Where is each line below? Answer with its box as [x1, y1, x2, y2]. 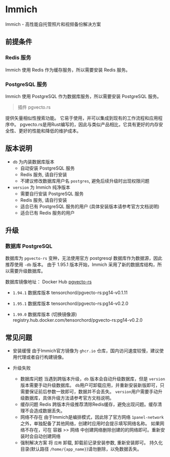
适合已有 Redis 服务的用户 [20, 209, 75, 215]
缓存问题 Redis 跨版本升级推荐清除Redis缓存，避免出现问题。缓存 [20, 401, 158, 407]
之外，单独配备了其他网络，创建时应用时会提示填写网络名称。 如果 [20, 420, 160, 427]
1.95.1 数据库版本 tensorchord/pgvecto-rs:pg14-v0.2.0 [12, 300, 129, 307]
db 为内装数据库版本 [12, 158, 55, 164]
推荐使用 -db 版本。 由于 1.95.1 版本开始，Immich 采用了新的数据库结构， [5, 261, 158, 268]
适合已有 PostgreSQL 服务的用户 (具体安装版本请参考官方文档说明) [20, 203, 160, 209]
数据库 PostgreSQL [5, 243, 52, 250]
